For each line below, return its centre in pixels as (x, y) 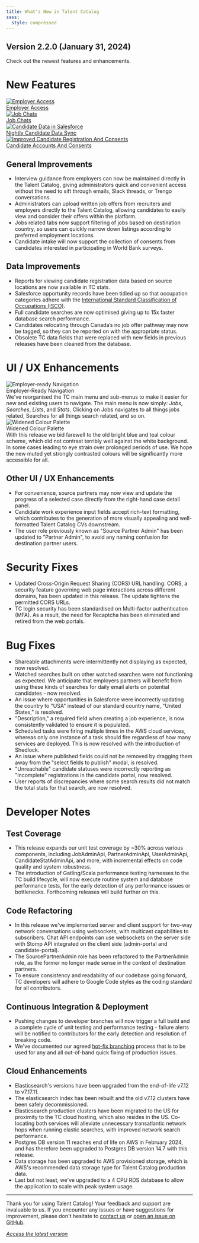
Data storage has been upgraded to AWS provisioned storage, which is (101, 1161)
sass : (13, 17)
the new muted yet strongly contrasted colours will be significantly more (94, 453)
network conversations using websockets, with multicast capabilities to (102, 932)
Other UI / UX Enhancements (60, 479)
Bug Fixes (31, 645)
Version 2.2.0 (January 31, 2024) (69, 47)
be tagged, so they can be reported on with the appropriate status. (96, 331)
